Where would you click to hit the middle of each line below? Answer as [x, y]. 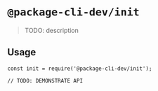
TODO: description [52, 30]
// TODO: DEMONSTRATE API [45, 80]
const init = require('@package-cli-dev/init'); [80, 69]
